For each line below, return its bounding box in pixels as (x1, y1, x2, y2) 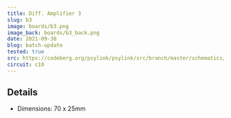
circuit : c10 (7, 61, 45, 68)
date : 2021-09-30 (7, 36, 57, 43)
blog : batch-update (7, 42, 63, 49)
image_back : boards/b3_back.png (7, 29, 100, 36)
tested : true (7, 49, 45, 56)
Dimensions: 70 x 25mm (16, 104, 86, 113)
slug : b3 (7, 16, 32, 23)
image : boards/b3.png (7, 23, 69, 29)
